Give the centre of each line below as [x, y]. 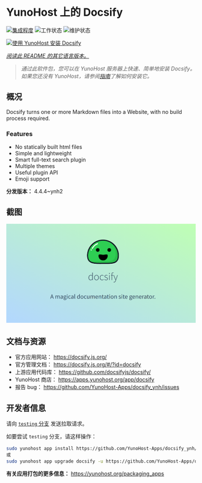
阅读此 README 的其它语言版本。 [48, 55]
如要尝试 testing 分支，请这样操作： [51, 437]
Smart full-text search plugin [50, 160]
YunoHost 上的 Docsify [65, 12]
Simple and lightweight [43, 154]
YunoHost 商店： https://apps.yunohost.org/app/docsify [84, 379]
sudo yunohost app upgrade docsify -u [55, 461]
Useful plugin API [36, 173]
